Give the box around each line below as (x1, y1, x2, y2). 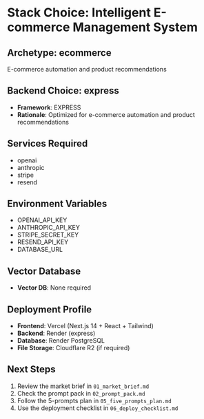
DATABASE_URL (17, 246, 63, 254)
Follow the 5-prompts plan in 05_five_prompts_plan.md (17, 396, 172, 405)
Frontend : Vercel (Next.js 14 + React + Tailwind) (17, 322, 154, 330)
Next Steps (7, 363, 56, 376)
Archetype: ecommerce (7, 47, 112, 58)
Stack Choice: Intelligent (7, 5, 152, 21)
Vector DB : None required (17, 283, 92, 292)
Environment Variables (7, 198, 108, 210)
